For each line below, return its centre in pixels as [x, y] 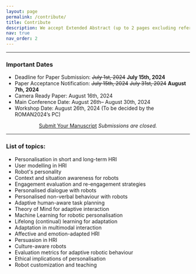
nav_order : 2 [22, 39]
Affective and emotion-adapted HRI [57, 234]
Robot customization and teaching [56, 265]
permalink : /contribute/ [36, 17]
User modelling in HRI [41, 165]
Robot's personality [38, 171]
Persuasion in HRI [36, 240]
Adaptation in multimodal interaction [58, 227]
